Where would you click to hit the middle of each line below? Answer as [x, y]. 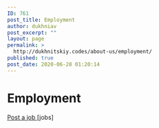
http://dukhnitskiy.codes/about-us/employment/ [83, 52]
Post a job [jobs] [30, 117]
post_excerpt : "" [32, 33]
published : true [30, 58]
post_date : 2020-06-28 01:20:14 [53, 64]
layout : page [26, 39]
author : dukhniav [32, 26]
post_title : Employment [41, 20]
